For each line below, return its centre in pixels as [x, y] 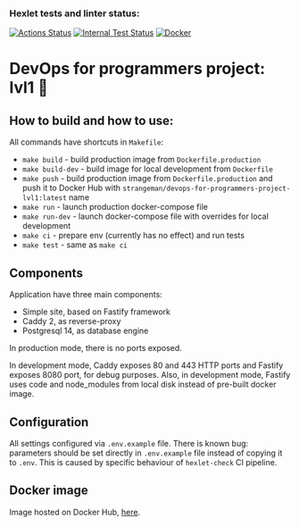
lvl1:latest [44, 198]
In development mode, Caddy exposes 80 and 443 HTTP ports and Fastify [146, 365]
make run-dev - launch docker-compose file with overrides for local [145, 216]
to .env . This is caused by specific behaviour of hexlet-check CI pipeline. [143, 462]
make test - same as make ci [75, 245]
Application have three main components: [86, 295]
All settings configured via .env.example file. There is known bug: [129, 443]
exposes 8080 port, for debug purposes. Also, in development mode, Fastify [150, 375]
